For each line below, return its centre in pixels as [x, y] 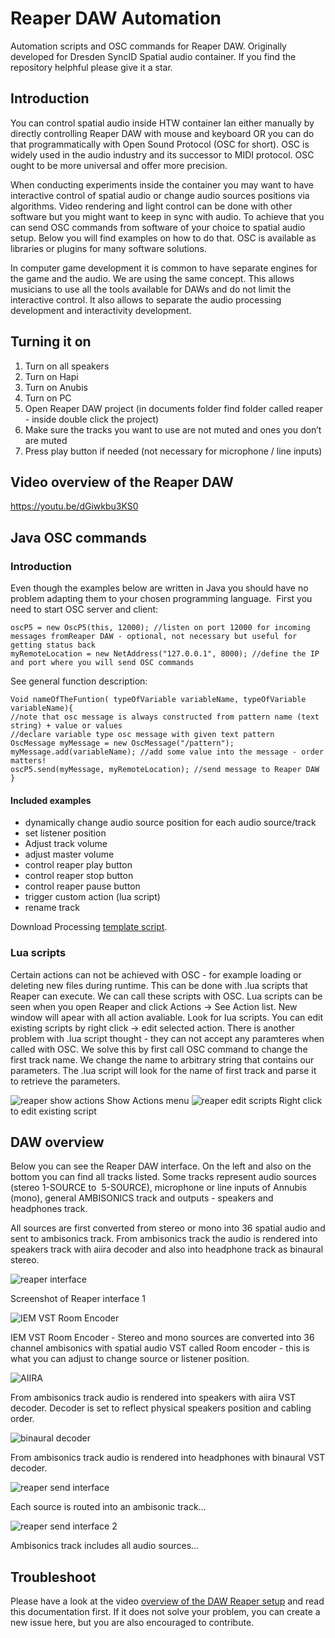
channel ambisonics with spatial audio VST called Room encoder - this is [160, 1348]
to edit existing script [53, 1111]
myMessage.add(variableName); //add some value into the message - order [167, 752]
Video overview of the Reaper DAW [122, 482]
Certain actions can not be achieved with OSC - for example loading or [156, 974]
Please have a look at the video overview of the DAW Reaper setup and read [167, 1601]
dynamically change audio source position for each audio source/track [170, 823]
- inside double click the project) [92, 419]
